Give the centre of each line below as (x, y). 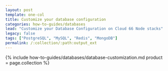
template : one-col (25, 15)
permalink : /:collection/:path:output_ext (51, 43)
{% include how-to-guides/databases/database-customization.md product (84, 57)
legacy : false (20, 33)
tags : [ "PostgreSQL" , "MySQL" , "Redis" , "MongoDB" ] (61, 39)
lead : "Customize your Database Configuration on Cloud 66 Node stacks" (84, 29)
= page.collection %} (28, 63)
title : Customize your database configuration (56, 19)
